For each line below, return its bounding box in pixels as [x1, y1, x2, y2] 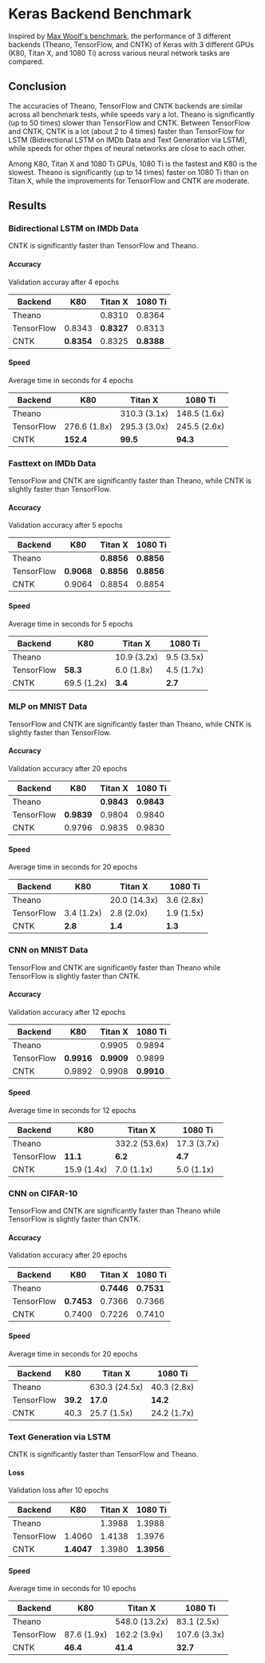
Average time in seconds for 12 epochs [8, 1105, 136, 1115]
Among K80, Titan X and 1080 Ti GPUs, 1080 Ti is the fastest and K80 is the [8, 159, 258, 168]
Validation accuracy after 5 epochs [8, 521, 123, 530]
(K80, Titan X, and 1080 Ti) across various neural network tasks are [8, 48, 230, 57]
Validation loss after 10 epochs [8, 1486, 109, 1495]
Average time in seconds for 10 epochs [8, 1584, 136, 1594]
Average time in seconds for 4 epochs [8, 375, 134, 385]
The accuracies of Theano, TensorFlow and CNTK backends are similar [8, 101, 243, 110]
